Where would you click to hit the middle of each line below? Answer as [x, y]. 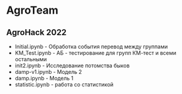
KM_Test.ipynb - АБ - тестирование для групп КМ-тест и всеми [95, 53]
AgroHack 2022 [37, 32]
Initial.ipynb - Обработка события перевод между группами [91, 46]
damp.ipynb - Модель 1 [44, 78]
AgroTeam [32, 10]
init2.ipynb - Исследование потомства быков [72, 65]
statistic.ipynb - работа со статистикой [64, 84]
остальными [31, 59]
